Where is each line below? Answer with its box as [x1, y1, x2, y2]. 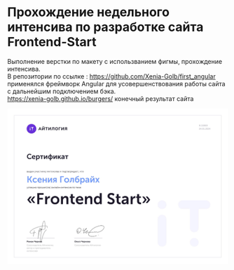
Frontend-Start [7, 34, 97, 50]
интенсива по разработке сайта [7, 19, 204, 35]
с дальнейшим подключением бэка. [7, 87, 116, 95]
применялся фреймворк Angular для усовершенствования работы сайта [7, 79, 226, 88]
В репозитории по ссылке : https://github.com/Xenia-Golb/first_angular [7, 72, 216, 81]
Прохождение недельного [7, 4, 170, 20]
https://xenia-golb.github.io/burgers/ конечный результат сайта [7, 94, 194, 102]
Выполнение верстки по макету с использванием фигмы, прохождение [7, 57, 223, 65]
